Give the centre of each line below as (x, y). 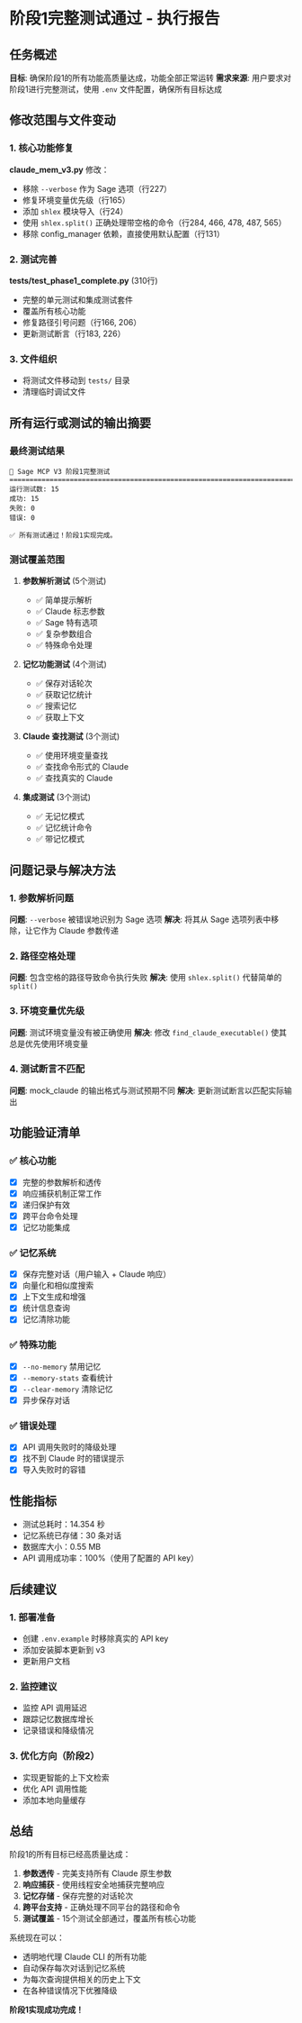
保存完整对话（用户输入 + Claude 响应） (97, 1274)
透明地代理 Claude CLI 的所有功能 (84, 1957)
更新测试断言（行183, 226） (74, 333)
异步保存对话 (46, 1400)
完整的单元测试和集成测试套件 (77, 299)
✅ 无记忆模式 (60, 816)
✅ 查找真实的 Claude (74, 778)
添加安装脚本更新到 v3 (64, 1649)
